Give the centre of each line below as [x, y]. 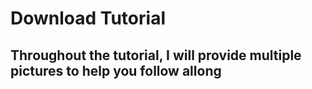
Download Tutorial [88, 18]
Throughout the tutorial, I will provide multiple [156, 55]
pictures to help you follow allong [116, 70]
